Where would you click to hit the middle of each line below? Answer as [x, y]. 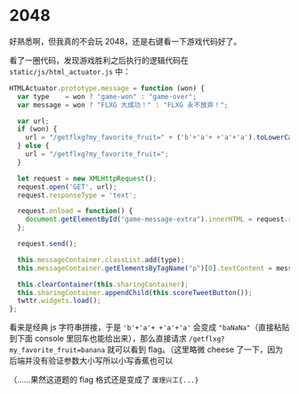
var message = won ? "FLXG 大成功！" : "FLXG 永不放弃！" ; [123, 105]
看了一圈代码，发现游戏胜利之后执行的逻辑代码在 [99, 60]
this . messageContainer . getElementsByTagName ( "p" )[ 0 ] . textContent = [145, 268]
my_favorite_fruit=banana [57, 350]
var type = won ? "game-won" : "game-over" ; [107, 96]
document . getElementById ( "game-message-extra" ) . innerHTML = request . [157, 219]
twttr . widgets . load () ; [59, 301]
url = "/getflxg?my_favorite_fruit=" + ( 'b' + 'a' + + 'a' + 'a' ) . [141, 138]
